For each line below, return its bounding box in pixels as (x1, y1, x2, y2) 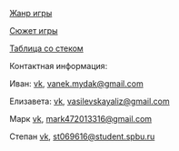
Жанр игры (9, 8, 53, 18)
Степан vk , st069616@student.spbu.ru (9, 131, 155, 142)
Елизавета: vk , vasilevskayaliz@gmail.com (9, 96, 170, 106)
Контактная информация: (9, 61, 108, 71)
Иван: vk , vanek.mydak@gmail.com (9, 78, 144, 89)
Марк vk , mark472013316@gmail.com (9, 114, 153, 124)
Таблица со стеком (9, 43, 84, 54)
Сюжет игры (9, 25, 58, 35)
